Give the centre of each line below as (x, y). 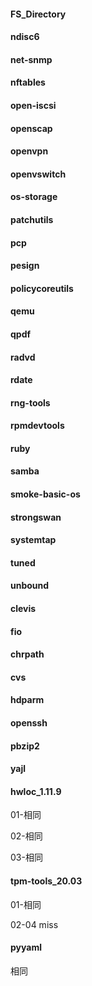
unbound (30, 586)
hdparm (27, 700)
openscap (31, 128)
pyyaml (26, 947)
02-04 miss (34, 924)
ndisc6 (25, 37)
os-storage (34, 197)
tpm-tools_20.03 (46, 881)
